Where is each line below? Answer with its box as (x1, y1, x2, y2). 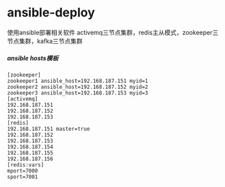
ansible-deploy (7, 5, 96, 21)
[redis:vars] (7, 161, 44, 169)
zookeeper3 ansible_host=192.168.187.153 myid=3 (7, 89, 148, 97)
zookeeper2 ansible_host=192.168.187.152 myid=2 (7, 84, 148, 90)
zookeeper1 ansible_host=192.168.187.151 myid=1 (7, 77, 148, 84)
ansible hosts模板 (7, 53, 59, 62)
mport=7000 (7, 167, 38, 174)
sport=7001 (7, 173, 38, 180)
